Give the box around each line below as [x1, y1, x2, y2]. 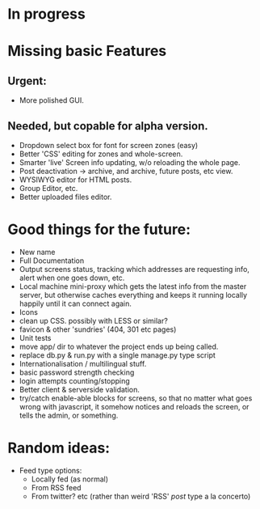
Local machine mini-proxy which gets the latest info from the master [19, 281, 247, 291]
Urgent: [7, 74, 47, 87]
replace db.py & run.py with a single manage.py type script [19, 350, 216, 360]
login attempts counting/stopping [19, 375, 130, 385]
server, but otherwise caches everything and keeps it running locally [19, 290, 248, 299]
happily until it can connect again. [19, 299, 132, 308]
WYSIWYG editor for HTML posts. [19, 175, 132, 185]
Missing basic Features [7, 42, 167, 61]
